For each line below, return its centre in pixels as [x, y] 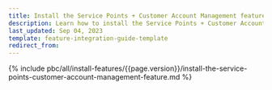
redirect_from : [34, 46]
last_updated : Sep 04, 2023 [56, 31]
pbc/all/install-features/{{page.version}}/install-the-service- [147, 68]
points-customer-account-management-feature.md [94, 77]
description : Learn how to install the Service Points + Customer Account [137, 23]
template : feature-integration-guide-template [88, 38]
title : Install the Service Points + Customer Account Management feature [137, 16]
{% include [27, 68]
